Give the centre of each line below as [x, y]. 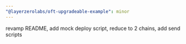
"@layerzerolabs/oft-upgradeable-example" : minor [68, 11]
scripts [14, 34]
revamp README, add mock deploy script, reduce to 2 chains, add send [93, 28]
